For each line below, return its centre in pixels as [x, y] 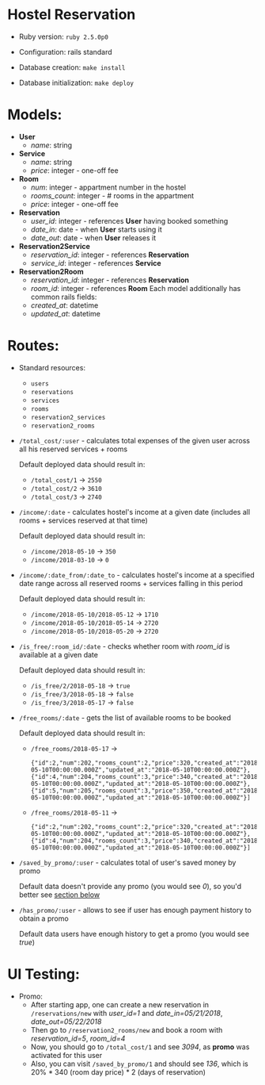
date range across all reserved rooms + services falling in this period [131, 583]
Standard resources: [52, 367]
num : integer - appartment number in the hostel [108, 187]
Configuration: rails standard [65, 52]
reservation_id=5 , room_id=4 [78, 1038]
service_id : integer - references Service [96, 263]
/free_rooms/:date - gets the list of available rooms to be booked [125, 717]
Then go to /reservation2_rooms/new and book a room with [127, 1029]
